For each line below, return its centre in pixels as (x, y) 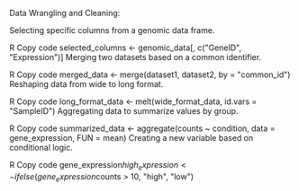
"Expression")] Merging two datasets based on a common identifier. (136, 57)
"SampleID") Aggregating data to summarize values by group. (124, 111)
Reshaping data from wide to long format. (86, 84)
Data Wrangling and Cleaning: (65, 13)
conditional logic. (41, 148)
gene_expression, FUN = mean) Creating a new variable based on (131, 138)
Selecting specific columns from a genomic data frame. (112, 30)
